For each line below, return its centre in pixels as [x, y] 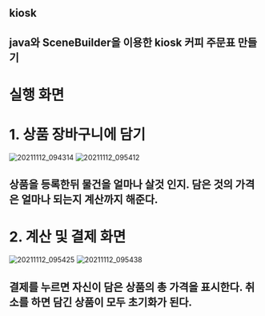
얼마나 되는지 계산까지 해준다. [90, 200]
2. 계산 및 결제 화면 [68, 237]
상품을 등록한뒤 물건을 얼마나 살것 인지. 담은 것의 [121, 185]
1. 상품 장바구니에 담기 [78, 135]
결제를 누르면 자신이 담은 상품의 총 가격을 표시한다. [126, 287]
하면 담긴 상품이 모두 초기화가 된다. [112, 302]
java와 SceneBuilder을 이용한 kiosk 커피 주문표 [122, 42]
